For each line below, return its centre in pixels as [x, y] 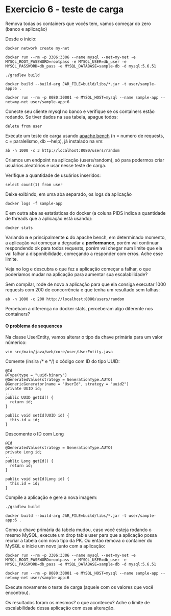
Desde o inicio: [21, 39]
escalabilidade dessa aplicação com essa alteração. [60, 608]
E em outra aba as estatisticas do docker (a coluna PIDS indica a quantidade [86, 213]
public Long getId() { [29, 461]
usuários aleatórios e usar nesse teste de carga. [56, 165]
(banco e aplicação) [26, 29]
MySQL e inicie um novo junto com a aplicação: [55, 546]
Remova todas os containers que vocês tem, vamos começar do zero [78, 24]
